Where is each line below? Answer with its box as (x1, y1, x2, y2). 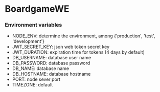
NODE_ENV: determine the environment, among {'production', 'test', (12, 33, 155, 39)
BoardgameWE (5, 3, 70, 15)
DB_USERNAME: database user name (12, 55, 92, 61)
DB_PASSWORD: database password (12, 60, 90, 66)
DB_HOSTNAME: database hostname (12, 71, 91, 77)
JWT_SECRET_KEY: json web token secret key (12, 44, 110, 50)
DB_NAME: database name (12, 65, 70, 72)
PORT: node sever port (12, 76, 61, 82)
